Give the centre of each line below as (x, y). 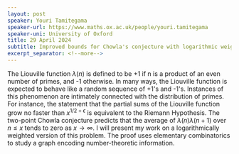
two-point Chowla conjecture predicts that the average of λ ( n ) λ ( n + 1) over (117, 120)
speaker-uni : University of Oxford (60, 34)
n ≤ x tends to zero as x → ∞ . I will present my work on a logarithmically (113, 128)
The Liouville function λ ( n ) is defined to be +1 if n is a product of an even (114, 73)
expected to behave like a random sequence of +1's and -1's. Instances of (116, 89)
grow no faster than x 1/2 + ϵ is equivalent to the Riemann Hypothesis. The (114, 112)
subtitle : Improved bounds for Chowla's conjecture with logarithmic (113, 47)
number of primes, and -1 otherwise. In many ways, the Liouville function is (117, 81)
